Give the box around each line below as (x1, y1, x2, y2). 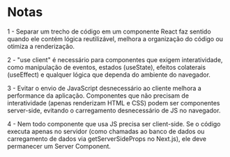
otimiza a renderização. (7, 42, 75, 50)
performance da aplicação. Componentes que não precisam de (7, 91, 190, 100)
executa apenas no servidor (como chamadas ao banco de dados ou (7, 127, 205, 135)
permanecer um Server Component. (7, 142, 112, 150)
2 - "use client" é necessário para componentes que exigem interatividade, (7, 55, 223, 63)
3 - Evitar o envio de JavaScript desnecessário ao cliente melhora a (7, 84, 202, 92)
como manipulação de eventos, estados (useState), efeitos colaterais (7, 63, 206, 71)
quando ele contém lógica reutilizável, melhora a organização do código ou (7, 34, 224, 43)
